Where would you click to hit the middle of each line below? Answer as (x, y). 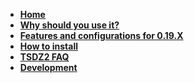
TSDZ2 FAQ (44, 57)
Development (48, 67)
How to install (49, 46)
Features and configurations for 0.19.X (101, 35)
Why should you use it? (69, 25)
